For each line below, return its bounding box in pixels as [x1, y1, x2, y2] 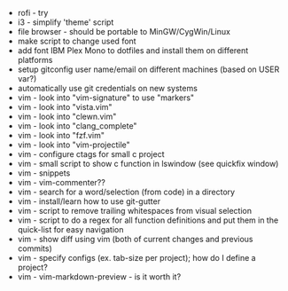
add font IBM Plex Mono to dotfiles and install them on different [17, 45, 249, 56]
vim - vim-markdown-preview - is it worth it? [17, 271, 182, 282]
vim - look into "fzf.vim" [17, 130, 105, 140]
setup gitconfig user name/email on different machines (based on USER [17, 64, 280, 75]
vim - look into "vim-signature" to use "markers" [17, 92, 195, 103]
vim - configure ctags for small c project [17, 149, 165, 159]
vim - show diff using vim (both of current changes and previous [17, 234, 253, 244]
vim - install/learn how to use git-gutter [17, 196, 161, 207]
